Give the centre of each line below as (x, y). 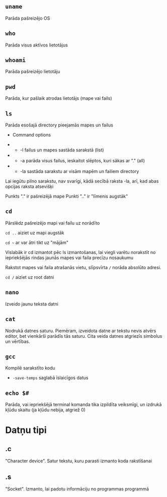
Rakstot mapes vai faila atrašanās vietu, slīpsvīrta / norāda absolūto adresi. (83, 267)
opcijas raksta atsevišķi (29, 187)
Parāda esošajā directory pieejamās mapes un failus (59, 125)
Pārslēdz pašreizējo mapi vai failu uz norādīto (53, 223)
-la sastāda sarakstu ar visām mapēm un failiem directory (79, 171)
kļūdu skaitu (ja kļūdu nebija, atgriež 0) (45, 410)
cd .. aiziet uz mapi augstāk (35, 232)
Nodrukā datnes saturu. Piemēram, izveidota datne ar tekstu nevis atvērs (81, 331)
